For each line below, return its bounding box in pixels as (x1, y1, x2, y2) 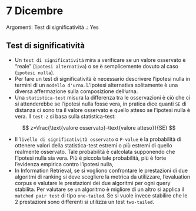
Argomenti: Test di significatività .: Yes (6, 24, 99, 31)
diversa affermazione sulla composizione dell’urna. (14, 87, 138, 95)
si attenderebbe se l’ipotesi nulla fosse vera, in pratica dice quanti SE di (14, 100, 187, 107)
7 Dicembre (6, 4, 64, 18)
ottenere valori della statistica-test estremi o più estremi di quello (14, 141, 172, 149)
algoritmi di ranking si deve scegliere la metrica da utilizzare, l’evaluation (14, 173, 190, 180)
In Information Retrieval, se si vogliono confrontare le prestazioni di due (14, 167, 188, 174)
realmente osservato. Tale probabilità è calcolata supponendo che (14, 148, 175, 155)
